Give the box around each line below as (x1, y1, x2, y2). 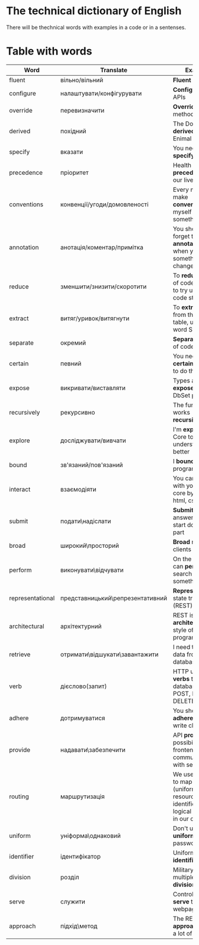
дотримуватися (60, 713, 105, 722)
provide (9, 745, 31, 754)
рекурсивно (60, 408, 95, 416)
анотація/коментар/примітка (60, 243, 144, 251)
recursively (9, 408, 40, 416)
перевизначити (60, 106, 105, 114)
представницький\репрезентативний (60, 594, 168, 602)
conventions (9, 200, 44, 208)
